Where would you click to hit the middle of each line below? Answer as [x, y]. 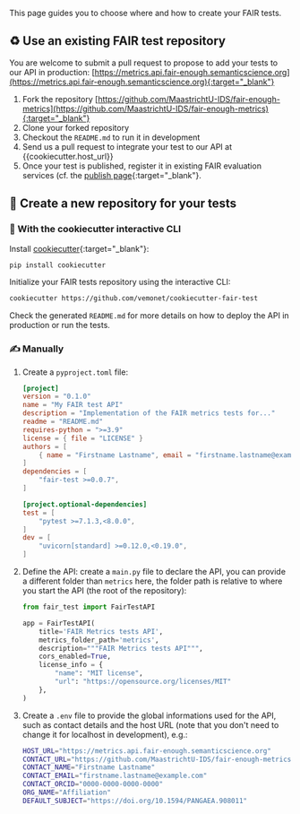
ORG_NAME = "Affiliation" [67, 792]
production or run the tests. [60, 325]
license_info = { [71, 665]
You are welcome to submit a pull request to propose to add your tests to [144, 63]
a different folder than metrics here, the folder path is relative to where [152, 581]
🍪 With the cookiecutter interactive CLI [95, 229]
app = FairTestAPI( [59, 623]
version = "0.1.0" [56, 397]
